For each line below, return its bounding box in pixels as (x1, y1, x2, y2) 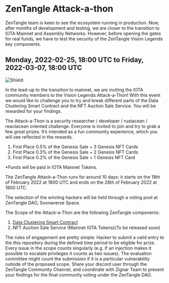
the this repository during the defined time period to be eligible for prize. (5, 240, 155, 246)
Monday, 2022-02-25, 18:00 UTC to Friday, (5, 56, 144, 64)
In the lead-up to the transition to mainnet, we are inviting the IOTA (5, 87, 144, 93)
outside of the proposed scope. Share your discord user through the (5, 261, 147, 267)
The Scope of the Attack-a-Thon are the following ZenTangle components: (5, 209, 160, 216)
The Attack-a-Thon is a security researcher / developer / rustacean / (5, 118, 148, 124)
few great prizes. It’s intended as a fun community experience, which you (5, 128, 158, 134)
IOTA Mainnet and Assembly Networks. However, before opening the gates (5, 30, 161, 36)
